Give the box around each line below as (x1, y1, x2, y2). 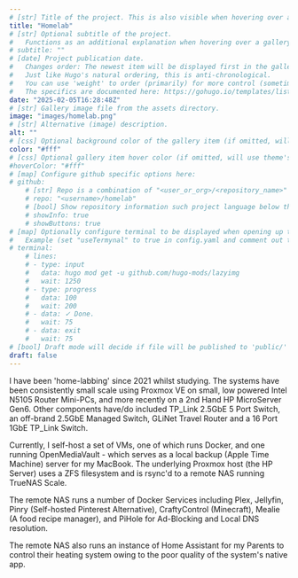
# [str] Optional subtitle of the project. (9, 29, 173, 38)
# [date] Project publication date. (9, 54, 145, 63)
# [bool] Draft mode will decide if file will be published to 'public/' (9, 342, 288, 351)
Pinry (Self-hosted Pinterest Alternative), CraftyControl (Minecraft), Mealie (9, 504, 281, 514)
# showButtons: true (25, 219, 101, 228)
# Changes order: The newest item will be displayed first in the (9, 63, 268, 72)
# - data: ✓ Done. (25, 309, 95, 319)
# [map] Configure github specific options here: (9, 169, 197, 178)
